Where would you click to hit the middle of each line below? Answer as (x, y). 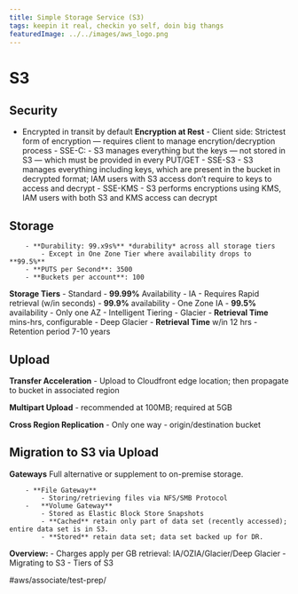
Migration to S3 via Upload (84, 452)
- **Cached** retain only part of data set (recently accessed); (165, 521)
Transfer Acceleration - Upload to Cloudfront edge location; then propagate (149, 381)
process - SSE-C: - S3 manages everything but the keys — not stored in (154, 151)
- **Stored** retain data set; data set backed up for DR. (153, 537)
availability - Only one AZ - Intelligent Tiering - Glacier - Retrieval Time (139, 313)
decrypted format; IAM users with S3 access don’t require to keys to (147, 179)
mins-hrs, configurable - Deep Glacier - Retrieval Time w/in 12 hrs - (133, 322)
